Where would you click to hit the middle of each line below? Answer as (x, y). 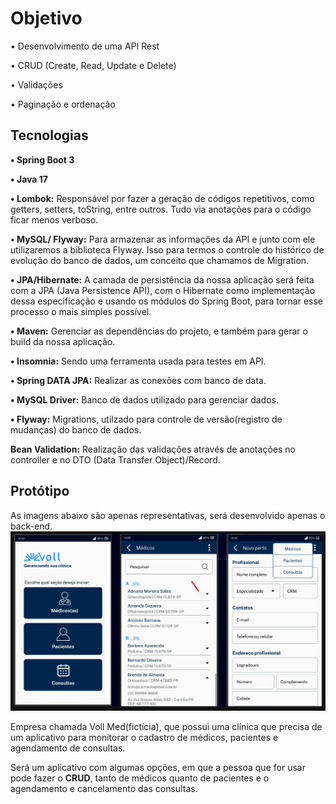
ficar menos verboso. (54, 219)
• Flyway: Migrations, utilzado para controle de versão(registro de (146, 419)
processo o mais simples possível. (81, 311)
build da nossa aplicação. (63, 341)
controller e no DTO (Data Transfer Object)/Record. (115, 459)
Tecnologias (49, 135)
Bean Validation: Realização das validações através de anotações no (153, 449)
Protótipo (40, 491)
